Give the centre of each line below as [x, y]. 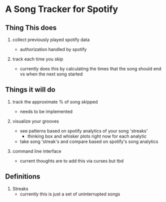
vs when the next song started [51, 74]
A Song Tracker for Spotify [62, 9]
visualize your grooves [35, 121]
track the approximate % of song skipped [55, 101]
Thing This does [31, 28]
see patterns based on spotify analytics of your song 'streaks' [84, 130]
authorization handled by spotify [53, 49]
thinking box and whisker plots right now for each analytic [87, 136]
